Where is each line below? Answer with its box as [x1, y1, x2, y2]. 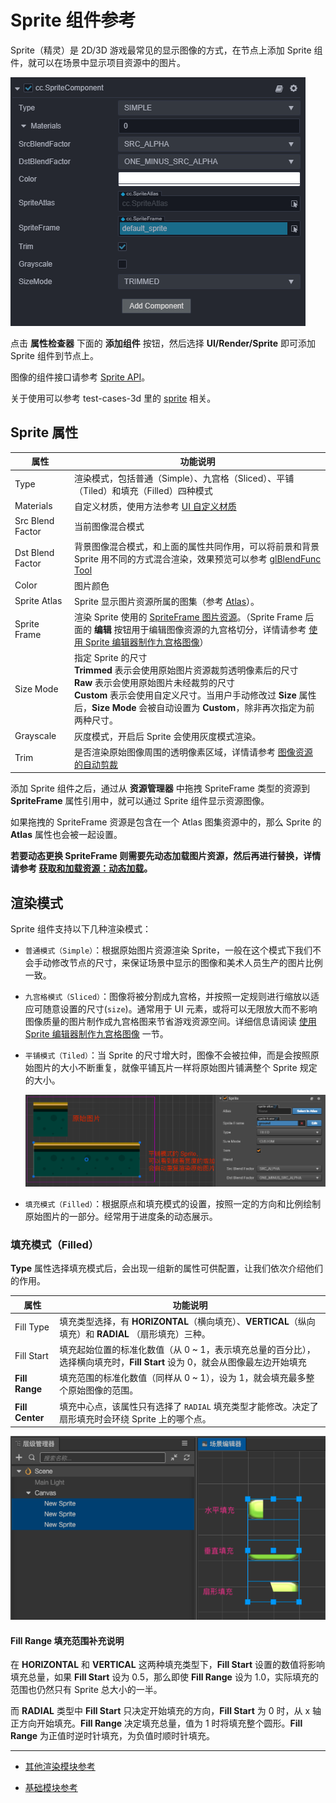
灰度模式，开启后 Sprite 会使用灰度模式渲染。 [74, 730, 262, 742]
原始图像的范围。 [68, 1384, 139, 1396]
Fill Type [14, 1321, 50, 1333]
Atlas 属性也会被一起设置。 [10, 829, 123, 841]
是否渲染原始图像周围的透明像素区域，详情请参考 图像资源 [74, 746, 313, 758]
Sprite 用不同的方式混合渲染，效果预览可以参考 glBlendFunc [74, 553, 322, 565]
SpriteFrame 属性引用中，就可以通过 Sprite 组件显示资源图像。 [10, 795, 270, 807]
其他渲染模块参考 [24, 1761, 96, 1773]
